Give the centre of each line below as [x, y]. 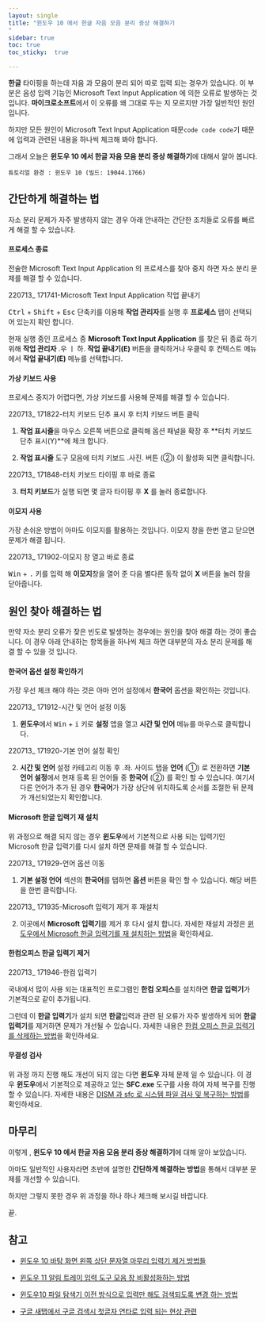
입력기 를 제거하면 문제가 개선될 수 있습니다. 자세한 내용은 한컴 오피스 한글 [121, 1026]
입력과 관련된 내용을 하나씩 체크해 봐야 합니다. [87, 139]
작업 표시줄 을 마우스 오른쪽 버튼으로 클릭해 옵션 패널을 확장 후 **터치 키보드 [136, 431]
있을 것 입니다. [55, 652]
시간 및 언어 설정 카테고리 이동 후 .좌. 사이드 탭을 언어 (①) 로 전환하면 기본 [135, 768]
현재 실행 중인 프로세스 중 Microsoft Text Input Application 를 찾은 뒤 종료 [125, 339]
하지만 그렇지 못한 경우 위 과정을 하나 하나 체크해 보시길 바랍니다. [108, 1195]
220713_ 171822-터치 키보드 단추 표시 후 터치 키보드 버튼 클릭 [104, 414]
